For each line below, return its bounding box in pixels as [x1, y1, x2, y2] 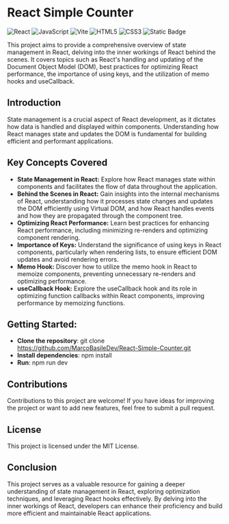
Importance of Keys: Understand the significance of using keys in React [16, 240, 222, 249]
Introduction [7, 97, 62, 109]
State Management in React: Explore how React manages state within [16, 175, 215, 183]
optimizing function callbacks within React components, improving [16, 291, 205, 299]
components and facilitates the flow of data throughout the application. [16, 182, 217, 190]
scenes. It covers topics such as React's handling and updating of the [7, 55, 204, 63]
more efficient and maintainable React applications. [7, 509, 152, 517]
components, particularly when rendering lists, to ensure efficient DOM [16, 248, 217, 256]
